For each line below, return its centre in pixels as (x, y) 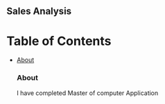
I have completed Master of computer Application (87, 93)
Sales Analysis (39, 11)
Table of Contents (59, 41)
